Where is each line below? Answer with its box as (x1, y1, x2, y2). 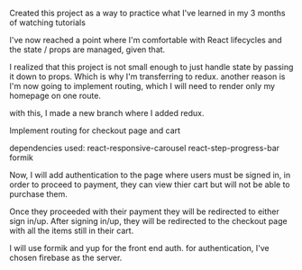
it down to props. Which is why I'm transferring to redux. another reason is (9, 71, 286, 82)
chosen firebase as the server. (9, 252, 123, 263)
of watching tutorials (9, 17, 86, 28)
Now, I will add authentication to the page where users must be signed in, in (9, 170, 291, 180)
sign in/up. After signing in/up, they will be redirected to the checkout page (9, 216, 288, 226)
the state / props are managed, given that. (9, 44, 166, 55)
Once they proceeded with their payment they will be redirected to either (9, 206, 279, 217)
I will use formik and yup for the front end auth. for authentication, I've (9, 243, 270, 253)
